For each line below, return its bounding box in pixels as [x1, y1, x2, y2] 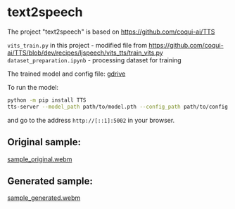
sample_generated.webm [7, 194, 81, 202]
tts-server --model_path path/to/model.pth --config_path [7, 103, 181, 110]
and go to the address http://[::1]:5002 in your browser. [7, 116, 175, 124]
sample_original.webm [7, 155, 72, 163]
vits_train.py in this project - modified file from [7, 41, 148, 49]
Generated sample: [7, 175, 94, 187]
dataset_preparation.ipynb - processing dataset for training [7, 55, 182, 64]
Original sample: [7, 136, 81, 148]
